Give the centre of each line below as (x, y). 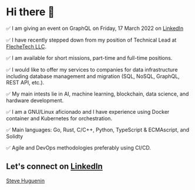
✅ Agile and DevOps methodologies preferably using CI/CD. (79, 147)
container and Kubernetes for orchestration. (59, 118)
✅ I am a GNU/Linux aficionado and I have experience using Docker (88, 111)
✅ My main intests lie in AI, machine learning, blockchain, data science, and (97, 94)
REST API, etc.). (25, 82)
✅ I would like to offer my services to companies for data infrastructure (92, 69)
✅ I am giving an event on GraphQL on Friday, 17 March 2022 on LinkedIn (95, 28)
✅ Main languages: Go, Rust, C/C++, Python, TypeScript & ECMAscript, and (98, 130)
